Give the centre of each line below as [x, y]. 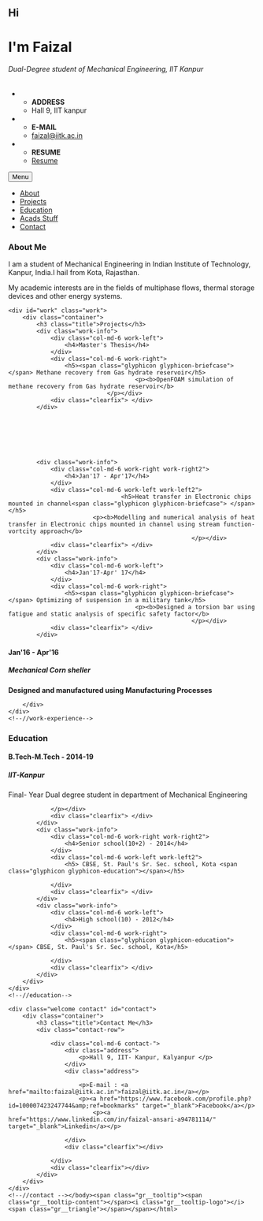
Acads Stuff [39, 218]
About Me [28, 247]
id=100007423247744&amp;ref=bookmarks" [74, 1106]
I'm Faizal [40, 47]
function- [239, 525]
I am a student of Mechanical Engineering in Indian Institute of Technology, [130, 264]
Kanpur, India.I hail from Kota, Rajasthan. [74, 273]
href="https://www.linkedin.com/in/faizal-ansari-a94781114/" [112, 1120]
